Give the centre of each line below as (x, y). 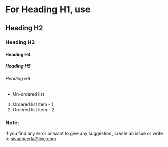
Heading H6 (18, 79)
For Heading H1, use (48, 9)
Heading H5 (18, 66)
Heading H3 (20, 42)
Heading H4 (18, 55)
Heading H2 (24, 28)
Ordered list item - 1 (33, 104)
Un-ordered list (28, 94)
